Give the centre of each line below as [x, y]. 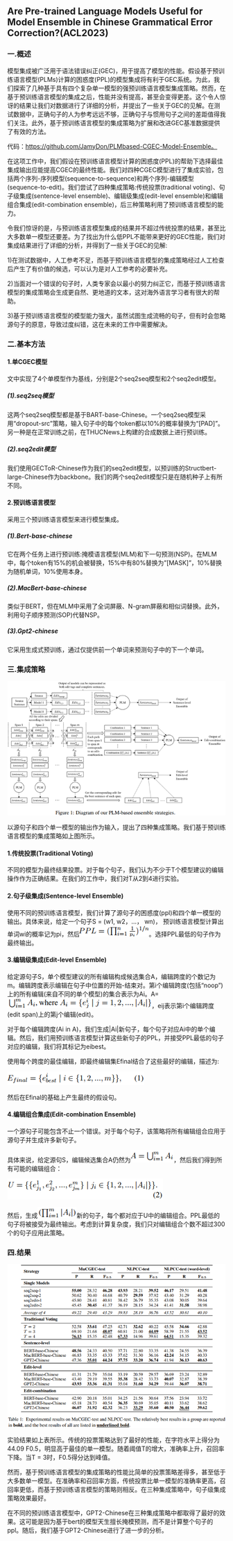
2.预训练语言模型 [32, 502]
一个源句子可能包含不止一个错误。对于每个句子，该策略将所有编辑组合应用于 [116, 1131]
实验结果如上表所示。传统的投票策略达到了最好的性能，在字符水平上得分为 [113, 1440]
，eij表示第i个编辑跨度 [183, 1005]
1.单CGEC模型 [27, 362]
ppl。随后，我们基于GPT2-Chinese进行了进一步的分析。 [87, 1530]
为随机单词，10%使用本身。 [47, 571]
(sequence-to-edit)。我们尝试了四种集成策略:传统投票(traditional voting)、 [113, 187]
